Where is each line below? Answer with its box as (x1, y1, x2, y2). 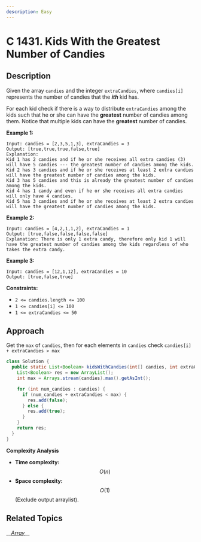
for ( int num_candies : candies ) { (17, 386, 106, 392)
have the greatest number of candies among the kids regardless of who (6, 241, 188, 247)
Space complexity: (14, 477, 63, 485)
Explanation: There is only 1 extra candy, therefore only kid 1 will (6, 236, 186, 242)
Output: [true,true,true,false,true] (6, 146, 100, 152)
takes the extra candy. (6, 246, 66, 252)
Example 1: (6, 129, 34, 136)
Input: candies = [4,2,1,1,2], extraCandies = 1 (6, 226, 130, 232)
